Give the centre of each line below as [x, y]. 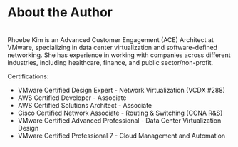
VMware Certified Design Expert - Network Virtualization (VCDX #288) [121, 90]
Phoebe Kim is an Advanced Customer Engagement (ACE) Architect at [110, 39]
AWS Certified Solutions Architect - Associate [85, 105]
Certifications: [28, 76]
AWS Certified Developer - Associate [72, 98]
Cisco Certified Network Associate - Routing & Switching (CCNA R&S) [120, 113]
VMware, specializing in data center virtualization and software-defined [113, 47]
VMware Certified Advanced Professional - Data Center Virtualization [119, 120]
